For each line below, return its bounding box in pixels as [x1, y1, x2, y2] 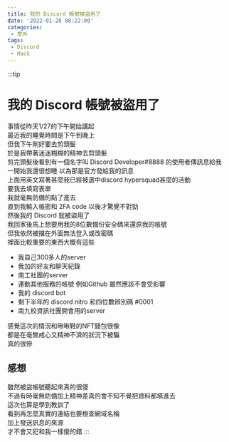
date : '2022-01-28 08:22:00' [7, 17, 94, 24]
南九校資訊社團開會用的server [17, 306, 105, 314]
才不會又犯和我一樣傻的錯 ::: [7, 427, 90, 436]
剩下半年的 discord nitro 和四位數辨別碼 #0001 [17, 297, 154, 306]
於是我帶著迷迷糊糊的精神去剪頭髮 [7, 148, 107, 157]
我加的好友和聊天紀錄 [17, 262, 80, 270]
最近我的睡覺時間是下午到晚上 [7, 130, 95, 139]
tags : [7, 37, 23, 44]
